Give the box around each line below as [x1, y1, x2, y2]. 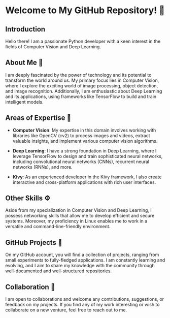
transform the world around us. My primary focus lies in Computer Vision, [5, 77, 159, 83]
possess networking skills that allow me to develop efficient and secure [5, 213, 155, 219]
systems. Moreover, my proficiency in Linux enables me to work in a [5, 218, 148, 224]
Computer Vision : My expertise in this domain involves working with [12, 127, 156, 133]
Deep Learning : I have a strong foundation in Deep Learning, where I [12, 147, 157, 154]
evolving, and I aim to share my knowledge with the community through [5, 263, 155, 269]
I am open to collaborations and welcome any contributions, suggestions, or [5, 296, 164, 302]
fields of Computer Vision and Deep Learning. [5, 44, 101, 50]
